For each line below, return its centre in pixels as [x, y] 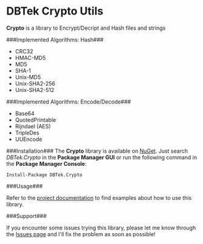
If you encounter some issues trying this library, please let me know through [101, 228]
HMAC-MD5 [30, 58]
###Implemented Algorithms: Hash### [55, 39]
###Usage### [25, 186]
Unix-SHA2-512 [35, 90]
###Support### [27, 216]
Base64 [25, 113]
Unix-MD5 [28, 77]
